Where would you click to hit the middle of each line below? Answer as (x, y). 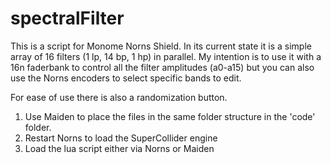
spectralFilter (67, 18)
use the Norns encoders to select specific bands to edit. (126, 78)
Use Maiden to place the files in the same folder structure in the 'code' (170, 116)
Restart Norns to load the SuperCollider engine (121, 138)
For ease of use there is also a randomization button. (119, 97)
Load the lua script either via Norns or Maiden (119, 148)
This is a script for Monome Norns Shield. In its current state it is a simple (161, 46)
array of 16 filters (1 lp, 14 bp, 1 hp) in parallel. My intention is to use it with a (166, 56)
